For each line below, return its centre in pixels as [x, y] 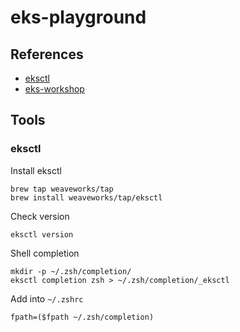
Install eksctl [36, 170]
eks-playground [78, 17]
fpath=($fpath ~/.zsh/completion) [82, 317]
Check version [40, 216]
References [47, 54]
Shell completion [45, 253]
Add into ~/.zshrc [47, 298]
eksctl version [42, 234]
